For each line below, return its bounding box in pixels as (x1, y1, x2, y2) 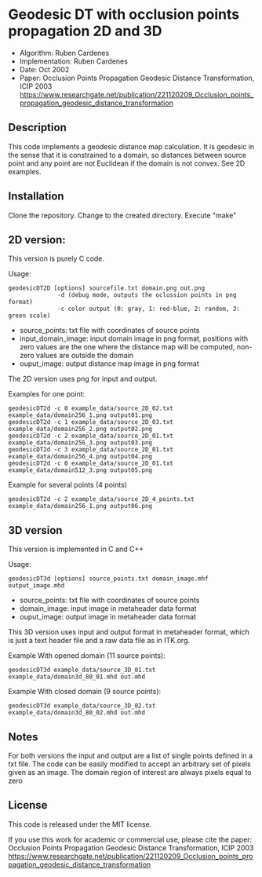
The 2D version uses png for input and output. (8, 375, 158, 384)
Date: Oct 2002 (19, 64, 70, 74)
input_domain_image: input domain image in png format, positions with (19, 334, 249, 343)
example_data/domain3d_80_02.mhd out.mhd (8, 709, 146, 717)
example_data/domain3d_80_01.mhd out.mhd (8, 673, 146, 681)
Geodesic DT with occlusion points (8, 5, 240, 24)
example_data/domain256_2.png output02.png (8, 426, 153, 433)
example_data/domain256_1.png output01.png (8, 411, 153, 419)
